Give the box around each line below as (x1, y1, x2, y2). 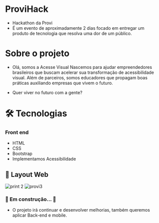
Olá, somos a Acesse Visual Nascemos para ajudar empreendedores (12, 64, 152, 70)
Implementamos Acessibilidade (12, 156, 77, 162)
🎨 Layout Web (5, 170, 48, 179)
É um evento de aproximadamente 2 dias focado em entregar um (12, 25, 145, 31)
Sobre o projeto (5, 48, 70, 59)
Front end (5, 129, 29, 136)
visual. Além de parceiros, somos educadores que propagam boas (12, 74, 148, 80)
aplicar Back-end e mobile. (12, 212, 67, 219)
